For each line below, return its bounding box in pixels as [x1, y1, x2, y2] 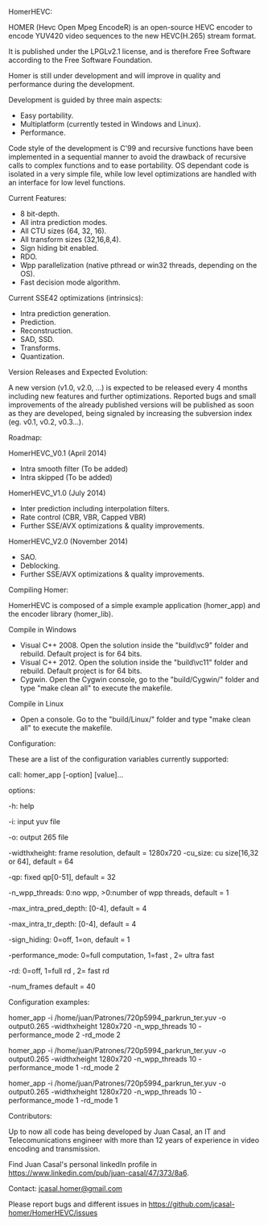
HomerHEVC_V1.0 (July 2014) [8, 488, 106, 498]
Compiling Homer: [8, 585, 68, 594]
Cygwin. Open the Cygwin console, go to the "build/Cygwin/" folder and [19, 675, 259, 684]
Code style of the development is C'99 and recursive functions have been [8, 144, 254, 152]
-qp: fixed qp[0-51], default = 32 [8, 873, 117, 881]
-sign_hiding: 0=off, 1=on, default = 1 [8, 935, 130, 944]
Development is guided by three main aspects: [8, 95, 163, 104]
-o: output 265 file [8, 832, 69, 842]
